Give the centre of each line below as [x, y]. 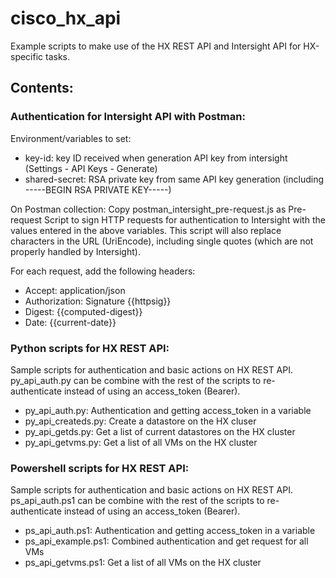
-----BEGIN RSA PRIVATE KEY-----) [98, 189]
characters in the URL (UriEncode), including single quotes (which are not [162, 241]
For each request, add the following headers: [103, 271]
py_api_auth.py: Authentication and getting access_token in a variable [168, 410]
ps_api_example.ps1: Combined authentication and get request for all [166, 541]
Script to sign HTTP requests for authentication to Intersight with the [185, 219]
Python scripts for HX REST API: [90, 348]
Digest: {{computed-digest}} [83, 311]
